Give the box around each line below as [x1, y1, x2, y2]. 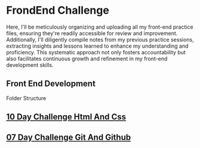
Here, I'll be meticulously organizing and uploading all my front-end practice [6, 23, 193, 30]
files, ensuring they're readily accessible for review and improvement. [6, 29, 178, 36]
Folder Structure [6, 94, 47, 101]
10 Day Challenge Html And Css [6, 112, 127, 122]
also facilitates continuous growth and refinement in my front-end [6, 55, 168, 62]
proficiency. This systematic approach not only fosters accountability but [6, 48, 186, 55]
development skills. [6, 61, 54, 69]
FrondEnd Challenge [6, 4, 109, 17]
